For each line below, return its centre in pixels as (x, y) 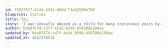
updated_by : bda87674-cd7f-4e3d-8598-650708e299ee (59, 33)
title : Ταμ (16, 19)
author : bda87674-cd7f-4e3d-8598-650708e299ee (54, 28)
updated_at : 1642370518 (30, 38)
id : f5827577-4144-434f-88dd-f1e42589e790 (50, 10)
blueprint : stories (25, 14)
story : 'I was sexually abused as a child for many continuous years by (82, 24)
